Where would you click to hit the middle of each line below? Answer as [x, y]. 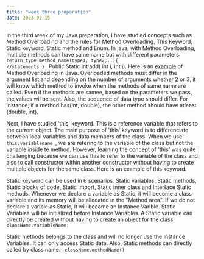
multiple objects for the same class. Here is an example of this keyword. [97, 169]
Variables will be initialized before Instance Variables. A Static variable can [100, 213]
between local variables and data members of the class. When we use [94, 136]
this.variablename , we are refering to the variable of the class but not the [100, 143]
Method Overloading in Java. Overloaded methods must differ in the [92, 73]
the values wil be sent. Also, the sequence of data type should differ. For [97, 99]
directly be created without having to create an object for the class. [90, 219]
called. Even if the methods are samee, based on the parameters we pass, [99, 92]
